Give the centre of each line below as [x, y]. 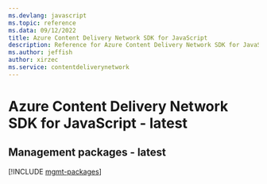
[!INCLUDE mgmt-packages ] [55, 171]
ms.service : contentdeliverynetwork [69, 67]
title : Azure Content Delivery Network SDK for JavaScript [108, 38]
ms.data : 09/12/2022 [43, 30]
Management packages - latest [87, 153]
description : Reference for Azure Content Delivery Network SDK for [124, 45]
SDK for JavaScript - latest [98, 123]
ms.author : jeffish [41, 52]
